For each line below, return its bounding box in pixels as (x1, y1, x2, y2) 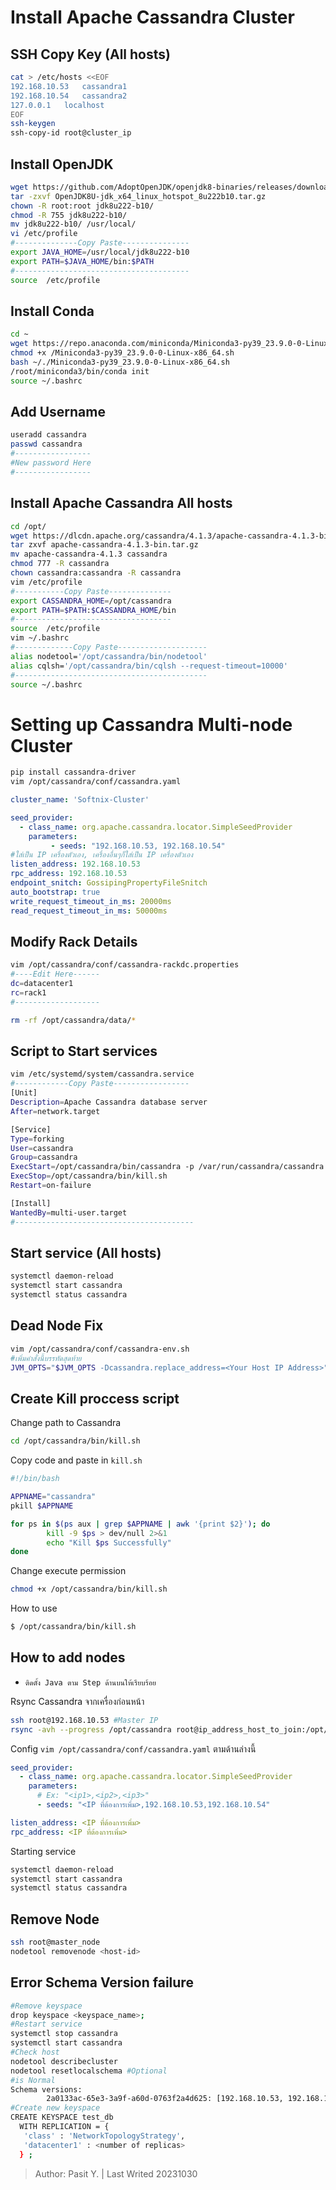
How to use (10, 1602, 58, 1615)
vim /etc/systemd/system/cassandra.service (10, 1069, 195, 1080)
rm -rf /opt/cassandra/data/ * (10, 1015, 137, 1025)
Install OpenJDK (10, 156, 114, 173)
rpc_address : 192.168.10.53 (10, 869, 128, 879)
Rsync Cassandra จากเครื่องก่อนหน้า (10, 1695, 145, 1707)
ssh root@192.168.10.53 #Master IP (10, 1715, 159, 1725)
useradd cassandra (10, 430, 87, 440)
